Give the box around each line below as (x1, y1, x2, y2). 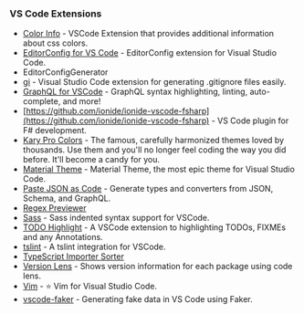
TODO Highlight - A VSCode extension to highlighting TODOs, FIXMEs (22, 222, 286, 233)
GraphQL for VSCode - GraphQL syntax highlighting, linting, (22, 86, 248, 98)
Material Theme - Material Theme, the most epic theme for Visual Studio (22, 163, 295, 175)
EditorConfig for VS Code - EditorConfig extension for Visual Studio (22, 47, 277, 58)
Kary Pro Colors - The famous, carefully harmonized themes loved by (22, 135, 285, 146)
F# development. (22, 125, 87, 136)
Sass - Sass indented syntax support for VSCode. (22, 213, 210, 224)
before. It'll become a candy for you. (22, 154, 161, 165)
